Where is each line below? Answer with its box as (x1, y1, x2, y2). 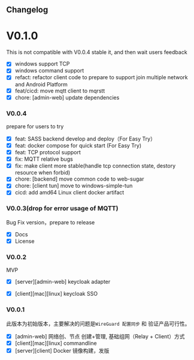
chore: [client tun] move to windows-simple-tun (14, 182, 133, 190)
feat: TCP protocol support (14, 149, 81, 156)
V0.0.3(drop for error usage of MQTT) (6, 204, 119, 212)
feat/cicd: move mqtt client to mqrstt (14, 87, 105, 94)
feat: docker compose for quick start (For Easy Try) (14, 142, 142, 149)
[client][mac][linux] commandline (14, 339, 97, 347)
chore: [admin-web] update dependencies (14, 94, 120, 101)
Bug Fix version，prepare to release (6, 218, 95, 226)
